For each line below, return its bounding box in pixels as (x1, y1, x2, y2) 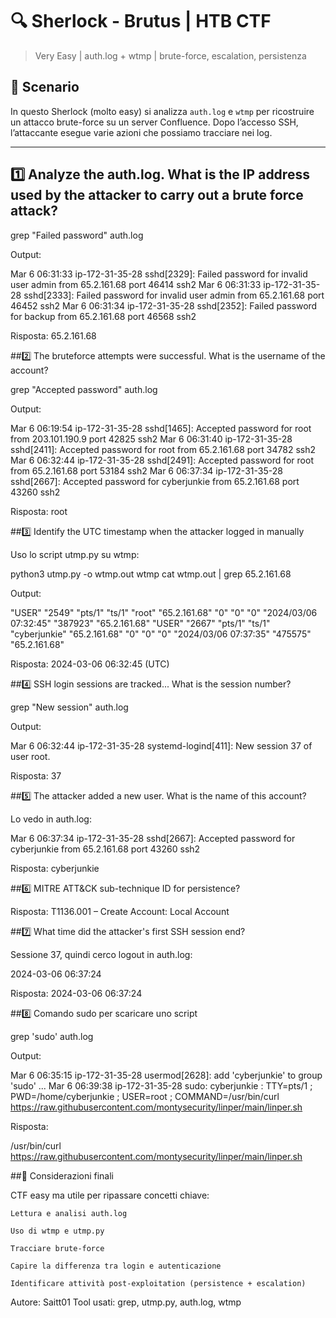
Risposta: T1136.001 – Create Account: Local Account (10, 905, 230, 917)
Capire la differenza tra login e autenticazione (10, 1261, 222, 1271)
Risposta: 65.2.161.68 (10, 329, 97, 342)
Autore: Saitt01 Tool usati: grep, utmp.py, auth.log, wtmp (10, 1296, 242, 1308)
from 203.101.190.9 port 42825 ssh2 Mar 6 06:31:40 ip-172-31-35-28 (10, 433, 293, 445)
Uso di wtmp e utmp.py (10, 1226, 105, 1236)
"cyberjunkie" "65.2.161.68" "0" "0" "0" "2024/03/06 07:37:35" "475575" (10, 628, 312, 640)
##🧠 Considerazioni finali (10, 1169, 114, 1182)
